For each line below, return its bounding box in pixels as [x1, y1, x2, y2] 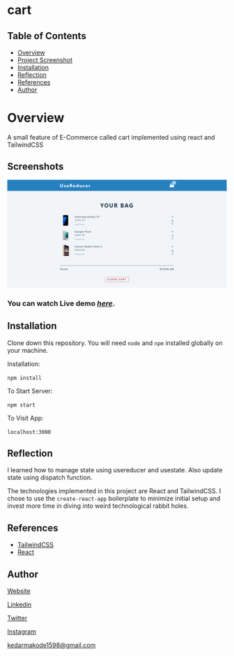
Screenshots [7, 161, 64, 173]
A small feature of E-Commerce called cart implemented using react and [7, 133, 215, 141]
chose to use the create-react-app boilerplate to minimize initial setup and [7, 495, 221, 503]
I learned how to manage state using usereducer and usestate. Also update [7, 466, 223, 474]
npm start [7, 401, 36, 409]
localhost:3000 [7, 428, 52, 435]
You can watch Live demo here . [7, 298, 116, 308]
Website [7, 587, 31, 595]
